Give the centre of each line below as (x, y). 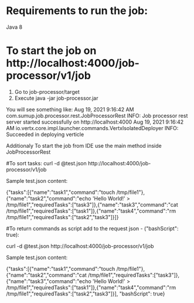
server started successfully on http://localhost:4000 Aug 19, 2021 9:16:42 (95, 122)
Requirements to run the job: (77, 11)
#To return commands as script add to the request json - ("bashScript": (92, 228)
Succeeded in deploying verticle (45, 134)
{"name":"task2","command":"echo (49, 198)
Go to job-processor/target (47, 91)
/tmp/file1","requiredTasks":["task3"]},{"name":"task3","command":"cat (92, 205)
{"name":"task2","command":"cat (46, 275)
